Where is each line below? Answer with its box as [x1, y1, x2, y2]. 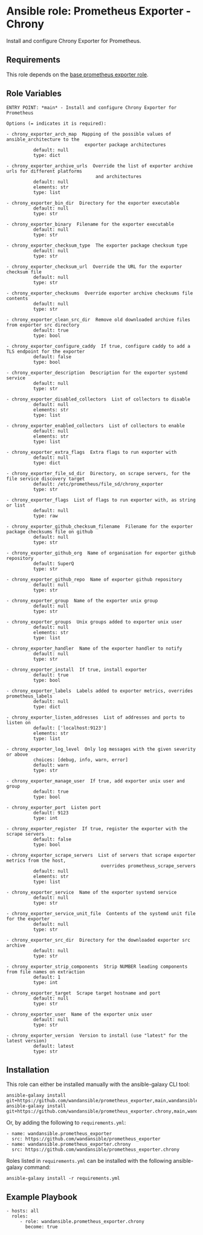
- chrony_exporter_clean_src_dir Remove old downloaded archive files [6, 316, 190, 322]
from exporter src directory [6, 322, 80, 328]
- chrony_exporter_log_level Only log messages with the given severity [6, 746, 196, 752]
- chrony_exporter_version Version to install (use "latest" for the [6, 1032, 188, 1039]
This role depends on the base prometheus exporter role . [6, 71, 149, 78]
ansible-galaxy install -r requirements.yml [6, 1176, 120, 1182]
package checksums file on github [6, 528, 94, 534]
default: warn [33, 762, 69, 768]
